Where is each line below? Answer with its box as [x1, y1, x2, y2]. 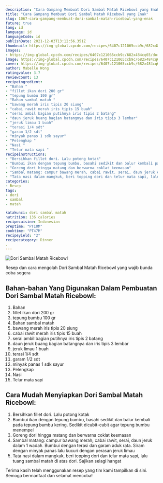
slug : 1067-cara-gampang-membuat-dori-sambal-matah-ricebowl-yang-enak [5, 16, 153, 21]
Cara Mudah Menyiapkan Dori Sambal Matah [5, 391, 143, 399]
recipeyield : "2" [5, 233, 41, 238]
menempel [12, 427, 34, 433]
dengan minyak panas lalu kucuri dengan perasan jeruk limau [12, 447, 135, 453]
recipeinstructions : [5, 152, 47, 157]
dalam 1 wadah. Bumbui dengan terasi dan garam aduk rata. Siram [12, 442, 145, 448]
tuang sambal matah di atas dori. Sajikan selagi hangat [12, 458, 121, 464]
